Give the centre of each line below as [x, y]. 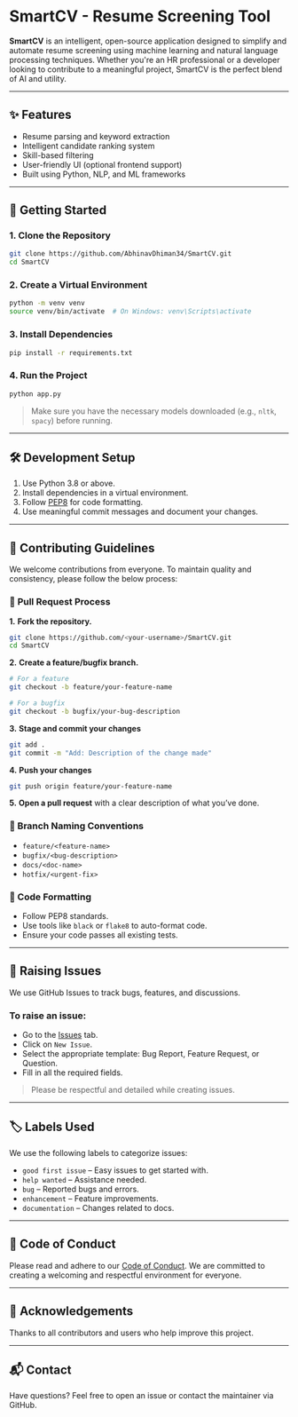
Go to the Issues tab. [60, 1035]
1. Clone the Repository [60, 235]
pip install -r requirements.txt [71, 352]
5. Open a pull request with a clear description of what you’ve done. [134, 803]
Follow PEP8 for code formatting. [82, 503]
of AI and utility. [38, 78]
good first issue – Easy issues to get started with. [115, 1170]
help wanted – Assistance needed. [84, 1179]
